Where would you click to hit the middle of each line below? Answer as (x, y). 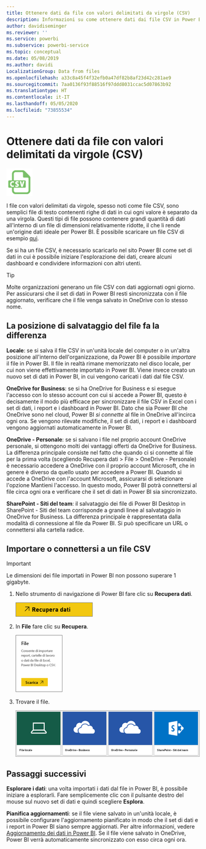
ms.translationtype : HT (37, 91)
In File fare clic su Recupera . (52, 627)
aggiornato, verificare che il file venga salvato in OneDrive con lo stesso (97, 300)
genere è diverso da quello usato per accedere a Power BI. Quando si (94, 472)
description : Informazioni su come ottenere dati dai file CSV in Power (101, 19)
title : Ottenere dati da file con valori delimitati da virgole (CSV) (98, 13)
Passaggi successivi (47, 774)
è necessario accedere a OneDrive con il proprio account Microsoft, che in (101, 465)
